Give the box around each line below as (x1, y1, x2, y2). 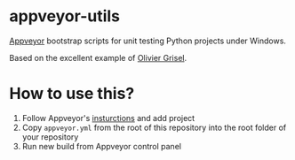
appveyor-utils (9, 6, 121, 27)
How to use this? (9, 84, 135, 103)
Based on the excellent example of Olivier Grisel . (9, 52, 187, 63)
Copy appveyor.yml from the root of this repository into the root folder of (21, 122, 287, 133)
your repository (21, 131, 79, 142)
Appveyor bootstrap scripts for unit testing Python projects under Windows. (9, 35, 287, 46)
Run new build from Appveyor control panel (21, 141, 182, 151)
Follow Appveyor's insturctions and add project (21, 112, 195, 123)
